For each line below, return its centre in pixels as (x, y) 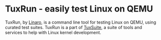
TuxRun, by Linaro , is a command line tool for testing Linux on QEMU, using (80, 22)
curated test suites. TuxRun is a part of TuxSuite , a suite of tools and (74, 27)
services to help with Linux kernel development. (53, 32)
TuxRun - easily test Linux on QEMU (79, 9)
